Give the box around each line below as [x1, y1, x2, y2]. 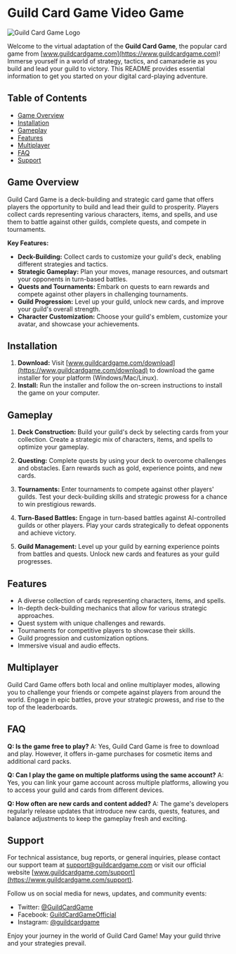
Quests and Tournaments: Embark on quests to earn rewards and [17, 282, 209, 290]
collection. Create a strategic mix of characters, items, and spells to [17, 435, 213, 444]
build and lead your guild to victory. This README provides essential [7, 64, 205, 73]
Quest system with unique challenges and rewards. [17, 619, 166, 627]
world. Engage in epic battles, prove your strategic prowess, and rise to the [7, 695, 225, 704]
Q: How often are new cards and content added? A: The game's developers [7, 799, 229, 807]
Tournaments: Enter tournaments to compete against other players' [17, 485, 214, 494]
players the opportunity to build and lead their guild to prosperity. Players [7, 202, 219, 211]
